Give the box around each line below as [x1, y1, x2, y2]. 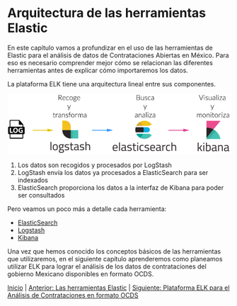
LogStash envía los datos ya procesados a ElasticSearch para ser [17, 169, 209, 177]
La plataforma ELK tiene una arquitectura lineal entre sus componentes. [7, 79, 216, 88]
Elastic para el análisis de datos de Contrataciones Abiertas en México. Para [7, 51, 229, 59]
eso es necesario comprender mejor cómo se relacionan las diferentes [7, 58, 214, 67]
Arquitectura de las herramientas [7, 5, 207, 21]
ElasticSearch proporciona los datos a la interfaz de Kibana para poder [17, 183, 224, 192]
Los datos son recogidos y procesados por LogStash [17, 161, 172, 169]
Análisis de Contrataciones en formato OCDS [7, 291, 139, 300]
